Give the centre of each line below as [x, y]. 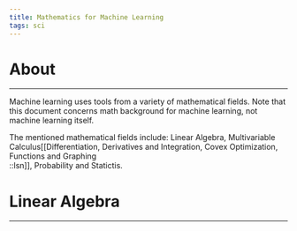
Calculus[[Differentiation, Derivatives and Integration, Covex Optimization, [144, 147]
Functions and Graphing [53, 156]
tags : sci [27, 26]
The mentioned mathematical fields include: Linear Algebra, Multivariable [142, 138]
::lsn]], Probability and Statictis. [66, 166]
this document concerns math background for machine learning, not [133, 111]
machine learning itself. [52, 121]
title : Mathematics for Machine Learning [87, 17]
